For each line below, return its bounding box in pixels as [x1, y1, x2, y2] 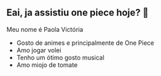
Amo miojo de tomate [16, 60, 78, 69]
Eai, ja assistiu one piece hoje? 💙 [6, 7, 149, 19]
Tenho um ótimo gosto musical [16, 53, 105, 61]
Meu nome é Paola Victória [6, 25, 84, 33]
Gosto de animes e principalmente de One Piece [16, 39, 155, 47]
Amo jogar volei [16, 46, 61, 54]
